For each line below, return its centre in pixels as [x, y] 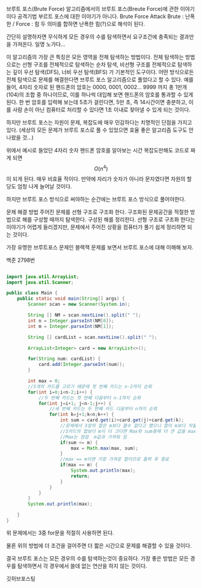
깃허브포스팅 [21, 578]
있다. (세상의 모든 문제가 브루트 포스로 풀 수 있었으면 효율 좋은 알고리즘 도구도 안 [100, 130]
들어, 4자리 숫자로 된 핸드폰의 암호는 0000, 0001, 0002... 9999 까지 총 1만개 [97, 87]
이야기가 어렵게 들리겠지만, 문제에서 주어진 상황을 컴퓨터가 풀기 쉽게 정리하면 [96, 227]
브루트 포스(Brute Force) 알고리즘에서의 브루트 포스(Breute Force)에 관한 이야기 [101, 9]
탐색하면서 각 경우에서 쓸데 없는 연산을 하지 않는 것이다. [82, 566]
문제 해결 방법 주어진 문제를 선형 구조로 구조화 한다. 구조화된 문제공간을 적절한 [98, 212]
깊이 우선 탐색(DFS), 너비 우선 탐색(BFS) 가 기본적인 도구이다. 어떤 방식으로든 [103, 72]
